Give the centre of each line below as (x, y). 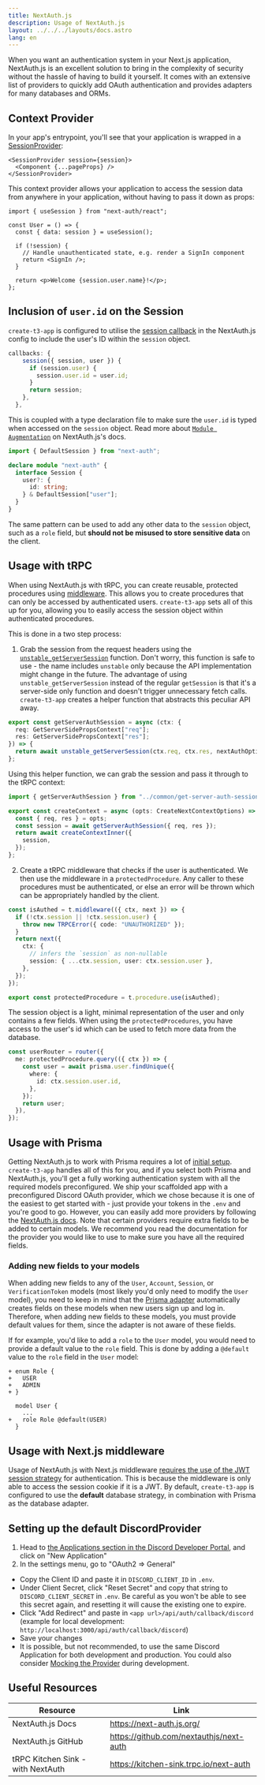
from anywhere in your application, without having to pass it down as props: (131, 197)
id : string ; (49, 487)
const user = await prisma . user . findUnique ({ (99, 1067)
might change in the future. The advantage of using (103, 674)
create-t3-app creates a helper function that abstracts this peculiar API (135, 699)
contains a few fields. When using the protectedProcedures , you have (121, 1021)
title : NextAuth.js (40, 15)
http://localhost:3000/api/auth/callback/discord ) (104, 1630)
